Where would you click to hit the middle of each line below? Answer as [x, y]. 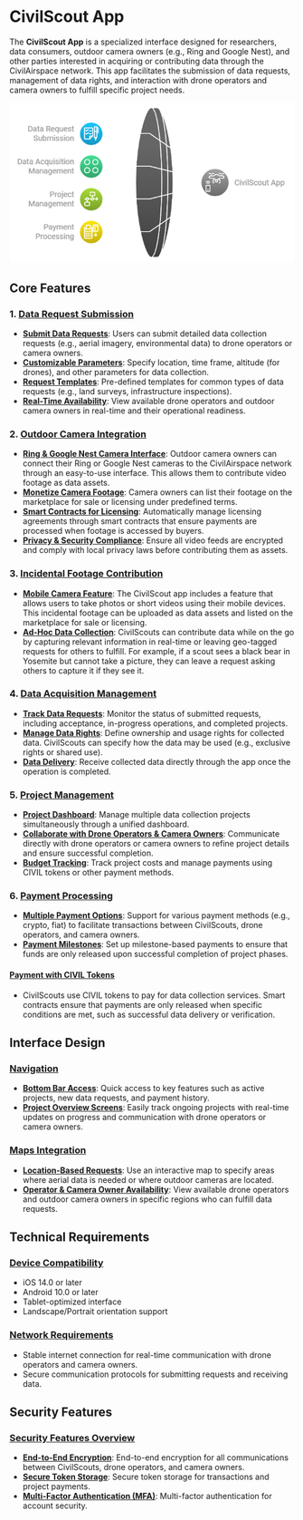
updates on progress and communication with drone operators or [144, 1118]
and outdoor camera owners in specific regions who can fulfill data [147, 1199]
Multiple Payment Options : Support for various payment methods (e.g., [156, 915]
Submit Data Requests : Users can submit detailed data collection [145, 334]
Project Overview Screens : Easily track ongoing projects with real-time [156, 1108]
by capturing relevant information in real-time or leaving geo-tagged [150, 642]
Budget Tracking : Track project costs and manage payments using [147, 863]
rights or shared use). [62, 752]
